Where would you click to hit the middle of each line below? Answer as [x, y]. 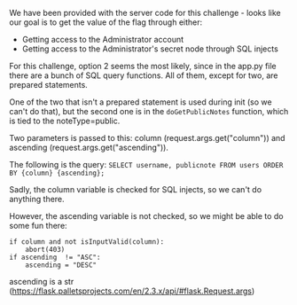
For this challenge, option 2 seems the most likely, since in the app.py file [143, 66]
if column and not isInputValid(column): [87, 242]
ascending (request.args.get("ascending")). [89, 147]
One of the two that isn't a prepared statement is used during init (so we [141, 102]
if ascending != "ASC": [55, 257]
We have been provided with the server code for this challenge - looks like [145, 13]
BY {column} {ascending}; [57, 173]
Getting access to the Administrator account [103, 39]
